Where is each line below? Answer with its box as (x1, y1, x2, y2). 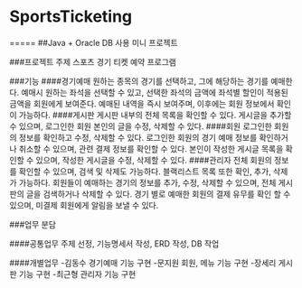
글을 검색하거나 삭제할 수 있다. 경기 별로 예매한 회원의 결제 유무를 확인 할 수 (25, 188, 291, 200)
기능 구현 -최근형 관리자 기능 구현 (18, 268, 137, 279)
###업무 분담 (9, 218, 57, 229)
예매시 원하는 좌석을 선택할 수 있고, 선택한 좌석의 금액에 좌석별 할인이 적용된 (21, 87, 289, 98)
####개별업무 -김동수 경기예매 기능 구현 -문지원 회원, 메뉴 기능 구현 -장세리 (9, 257, 277, 268)
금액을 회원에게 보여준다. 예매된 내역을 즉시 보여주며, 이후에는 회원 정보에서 (9, 98, 275, 109)
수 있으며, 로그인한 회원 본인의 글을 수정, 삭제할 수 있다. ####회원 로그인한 (9, 120, 273, 132)
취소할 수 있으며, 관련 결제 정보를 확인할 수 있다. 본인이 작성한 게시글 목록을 (18, 143, 284, 154)
